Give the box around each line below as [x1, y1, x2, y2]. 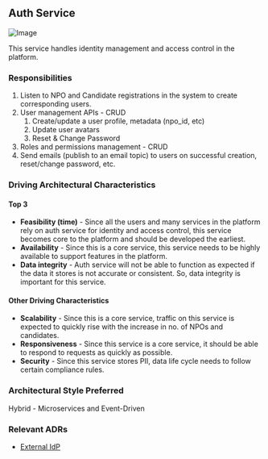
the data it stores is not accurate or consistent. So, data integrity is [19, 269, 241, 278]
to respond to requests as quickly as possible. [19, 348, 173, 357]
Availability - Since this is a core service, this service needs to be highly [19, 243, 261, 252]
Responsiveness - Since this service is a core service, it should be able [19, 339, 259, 349]
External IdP [19, 442, 60, 452]
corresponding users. [19, 99, 92, 109]
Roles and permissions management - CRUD [19, 142, 168, 152]
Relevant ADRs [8, 424, 68, 435]
